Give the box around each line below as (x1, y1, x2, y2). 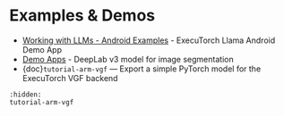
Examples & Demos (9, 5, 155, 26)
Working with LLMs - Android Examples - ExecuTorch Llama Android (22, 35, 276, 46)
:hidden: (9, 90, 42, 99)
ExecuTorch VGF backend (22, 72, 118, 83)
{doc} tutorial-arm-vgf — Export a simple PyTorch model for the (22, 63, 262, 74)
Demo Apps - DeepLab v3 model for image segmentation (22, 54, 235, 64)
